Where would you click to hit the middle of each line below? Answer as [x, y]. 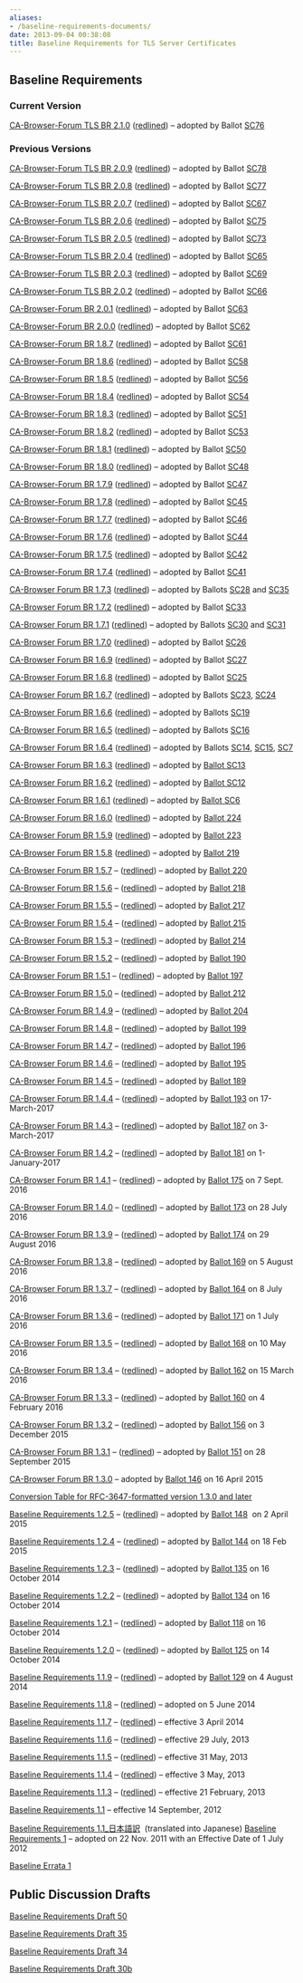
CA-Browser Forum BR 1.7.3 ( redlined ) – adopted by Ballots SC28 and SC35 [149, 590]
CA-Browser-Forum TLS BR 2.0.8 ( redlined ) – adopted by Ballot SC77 [138, 186]
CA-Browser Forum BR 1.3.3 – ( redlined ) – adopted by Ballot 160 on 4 [137, 1398]
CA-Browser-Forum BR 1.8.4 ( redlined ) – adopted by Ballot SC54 [129, 397]
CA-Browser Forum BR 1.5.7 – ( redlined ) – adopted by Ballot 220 [128, 871]
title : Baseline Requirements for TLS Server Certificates [123, 43]
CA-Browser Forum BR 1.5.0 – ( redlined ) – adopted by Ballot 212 [128, 994]
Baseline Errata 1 [40, 1866]
